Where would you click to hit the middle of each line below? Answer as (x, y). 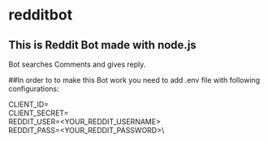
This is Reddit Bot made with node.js (102, 45)
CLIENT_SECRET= (39, 113)
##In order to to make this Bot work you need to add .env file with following (134, 80)
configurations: (34, 88)
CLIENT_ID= (29, 104)
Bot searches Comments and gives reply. (77, 64)
